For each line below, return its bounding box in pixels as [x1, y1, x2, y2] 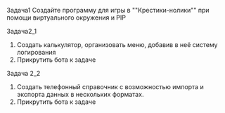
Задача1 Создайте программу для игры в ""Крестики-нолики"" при [6, 6, 210, 14]
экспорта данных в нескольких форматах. [16, 91, 144, 98]
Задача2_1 [6, 27, 37, 35]
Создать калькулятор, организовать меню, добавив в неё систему [16, 41, 218, 48]
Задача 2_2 [6, 69, 41, 77]
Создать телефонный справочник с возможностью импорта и [16, 83, 205, 91]
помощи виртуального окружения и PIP [6, 13, 127, 22]
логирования [16, 48, 56, 56]
